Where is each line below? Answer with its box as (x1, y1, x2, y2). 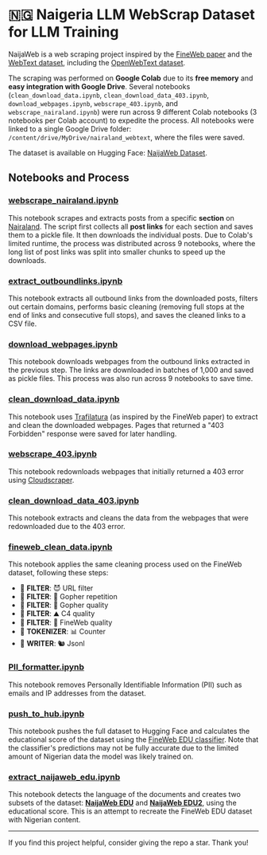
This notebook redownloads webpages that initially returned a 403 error (8, 466, 245, 476)
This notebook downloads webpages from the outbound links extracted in (8, 357, 250, 367)
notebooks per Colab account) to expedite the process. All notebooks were (8, 116, 254, 125)
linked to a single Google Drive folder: (8, 124, 132, 133)
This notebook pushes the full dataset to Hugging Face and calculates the (8, 727, 250, 735)
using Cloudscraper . (8, 475, 75, 484)
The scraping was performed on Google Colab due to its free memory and (8, 73, 253, 83)
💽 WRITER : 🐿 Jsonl (19, 639, 85, 649)
